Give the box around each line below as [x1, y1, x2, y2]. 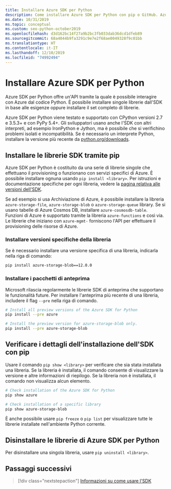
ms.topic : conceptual [5, 21, 51, 27]
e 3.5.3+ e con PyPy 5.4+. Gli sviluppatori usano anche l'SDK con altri [5, 120, 152, 126]
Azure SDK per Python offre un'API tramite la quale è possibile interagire [5, 94, 157, 100]
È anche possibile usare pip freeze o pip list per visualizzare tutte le [5, 415, 153, 422]
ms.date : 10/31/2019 [5, 17, 49, 22]
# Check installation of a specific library [5, 402, 101, 407]
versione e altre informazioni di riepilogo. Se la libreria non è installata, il [5, 372, 156, 378]
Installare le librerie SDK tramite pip [5, 151, 120, 160]
